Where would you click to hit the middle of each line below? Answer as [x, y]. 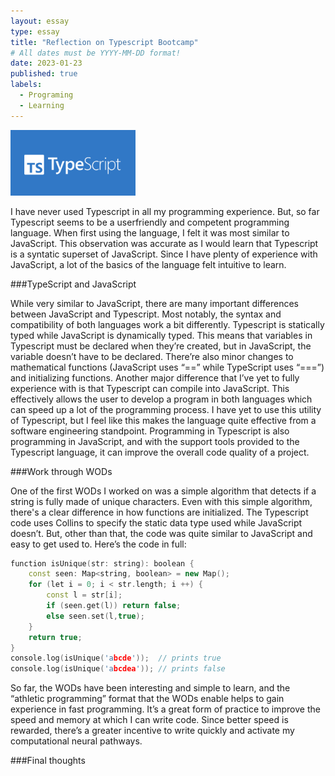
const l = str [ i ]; [84, 595]
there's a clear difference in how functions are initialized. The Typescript [159, 512]
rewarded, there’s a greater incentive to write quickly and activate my [152, 731]
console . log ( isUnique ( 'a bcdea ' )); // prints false [118, 669]
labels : [26, 85]
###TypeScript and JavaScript [73, 284]
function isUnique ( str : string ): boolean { [102, 563]
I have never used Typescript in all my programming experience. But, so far [165, 211]
